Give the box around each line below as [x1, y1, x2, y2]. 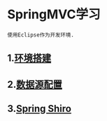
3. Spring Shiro [7, 103, 72, 115]
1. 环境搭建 [7, 52, 52, 64]
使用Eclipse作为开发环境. [7, 31, 75, 39]
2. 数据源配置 [7, 78, 63, 90]
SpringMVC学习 [7, 6, 101, 23]
